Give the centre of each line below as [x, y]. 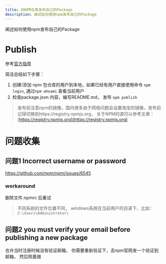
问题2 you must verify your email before [68, 230]
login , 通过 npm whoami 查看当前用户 [48, 91]
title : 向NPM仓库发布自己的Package [39, 10]
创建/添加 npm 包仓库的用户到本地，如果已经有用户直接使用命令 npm [82, 85]
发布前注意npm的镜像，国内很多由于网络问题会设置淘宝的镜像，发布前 [89, 108]
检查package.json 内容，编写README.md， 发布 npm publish [75, 97]
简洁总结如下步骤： [25, 74]
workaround [20, 186]
